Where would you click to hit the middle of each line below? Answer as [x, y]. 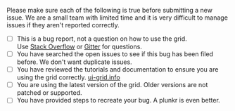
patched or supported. [49, 93]
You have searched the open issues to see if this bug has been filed [115, 54]
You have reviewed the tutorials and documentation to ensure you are [118, 70]
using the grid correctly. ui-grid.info [68, 77]
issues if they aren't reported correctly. [63, 25]
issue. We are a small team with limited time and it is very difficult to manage [117, 18]
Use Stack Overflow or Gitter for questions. [79, 47]
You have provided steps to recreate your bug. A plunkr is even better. [119, 100]
